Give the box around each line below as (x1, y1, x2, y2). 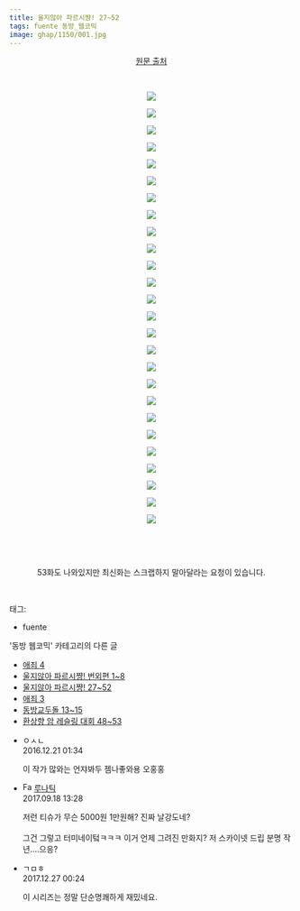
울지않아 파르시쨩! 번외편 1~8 (22, 671, 125, 682)
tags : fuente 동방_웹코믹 (9, 22, 97, 31)
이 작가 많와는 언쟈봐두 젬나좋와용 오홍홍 (22, 764, 165, 775)
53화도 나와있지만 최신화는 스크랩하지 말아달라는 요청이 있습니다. (37, 567, 266, 578)
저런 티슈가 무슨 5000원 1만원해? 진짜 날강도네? (22, 812, 191, 823)
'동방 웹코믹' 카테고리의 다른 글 (9, 640, 118, 651)
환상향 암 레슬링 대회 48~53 (22, 716, 123, 727)
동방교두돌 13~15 (22, 704, 83, 715)
